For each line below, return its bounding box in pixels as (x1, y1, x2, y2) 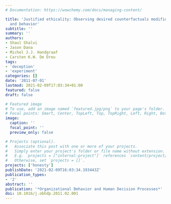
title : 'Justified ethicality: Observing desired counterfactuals (5, 16, 149, 22)
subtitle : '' (5, 26, 33, 31)
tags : (5, 59, 17, 64)
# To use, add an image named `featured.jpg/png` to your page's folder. (5, 106, 165, 111)
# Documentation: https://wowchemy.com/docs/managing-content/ (5, 7, 142, 13)
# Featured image (5, 101, 42, 107)
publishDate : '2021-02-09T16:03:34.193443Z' (5, 167, 101, 172)
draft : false (5, 92, 33, 97)
